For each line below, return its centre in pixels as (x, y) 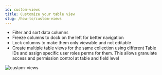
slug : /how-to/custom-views (34, 19)
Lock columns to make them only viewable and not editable (72, 43)
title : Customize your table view (40, 14)
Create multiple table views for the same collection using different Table (84, 48)
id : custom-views (23, 9)
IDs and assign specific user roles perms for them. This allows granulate (84, 53)
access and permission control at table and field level (65, 58)
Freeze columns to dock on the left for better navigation (68, 37)
